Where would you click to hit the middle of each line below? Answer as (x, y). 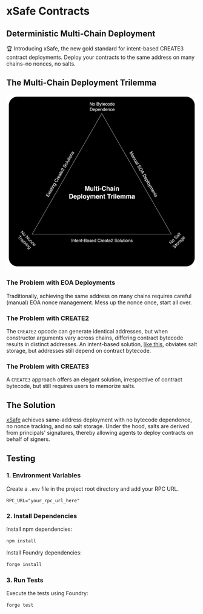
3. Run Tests (25, 580)
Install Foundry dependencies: (44, 553)
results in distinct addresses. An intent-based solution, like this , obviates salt (102, 344)
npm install (21, 541)
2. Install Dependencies (42, 516)
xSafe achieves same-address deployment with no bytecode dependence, (99, 420)
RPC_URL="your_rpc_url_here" (43, 500)
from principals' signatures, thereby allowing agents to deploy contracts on (100, 433)
